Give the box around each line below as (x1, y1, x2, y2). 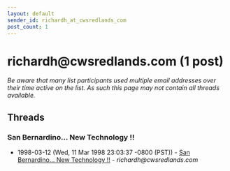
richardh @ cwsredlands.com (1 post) (7, 53, 224, 69)
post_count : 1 (7, 23, 49, 30)
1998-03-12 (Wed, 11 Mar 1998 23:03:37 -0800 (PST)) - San (17, 148, 191, 156)
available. (7, 91, 36, 100)
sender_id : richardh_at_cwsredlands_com (7, 17, 127, 24)
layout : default (7, 10, 55, 17)
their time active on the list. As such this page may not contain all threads (7, 84, 220, 92)
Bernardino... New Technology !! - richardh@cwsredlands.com (17, 156, 199, 164)
